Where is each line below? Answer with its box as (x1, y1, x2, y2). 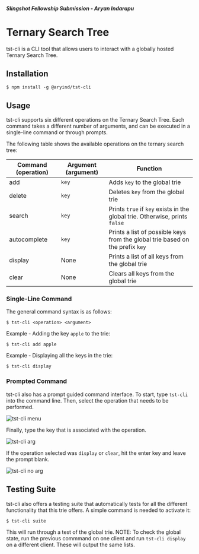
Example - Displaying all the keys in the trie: (6, 352, 113, 359)
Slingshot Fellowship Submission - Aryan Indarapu (6, 5, 134, 12)
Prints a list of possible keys (108, 228, 187, 236)
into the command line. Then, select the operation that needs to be (6, 397, 169, 404)
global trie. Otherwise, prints (108, 213, 188, 221)
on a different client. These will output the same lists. (6, 541, 135, 548)
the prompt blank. (6, 455, 50, 463)
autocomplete (9, 235, 48, 243)
